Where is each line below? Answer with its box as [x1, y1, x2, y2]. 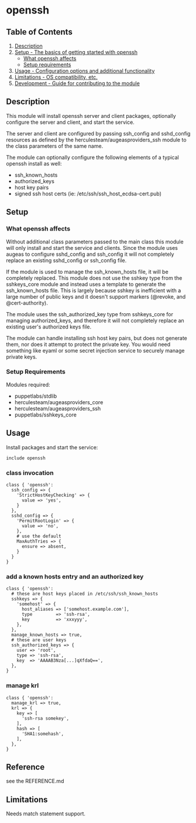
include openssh [6, 455, 46, 461]
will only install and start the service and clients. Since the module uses [6, 244, 178, 251]
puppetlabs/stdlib [14, 392, 57, 399]
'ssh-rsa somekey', [21, 715, 69, 722]
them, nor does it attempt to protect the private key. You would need [6, 341, 171, 348]
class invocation [6, 469, 54, 477]
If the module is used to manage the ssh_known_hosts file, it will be [6, 268, 169, 275]
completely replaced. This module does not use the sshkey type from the [6, 274, 183, 282]
